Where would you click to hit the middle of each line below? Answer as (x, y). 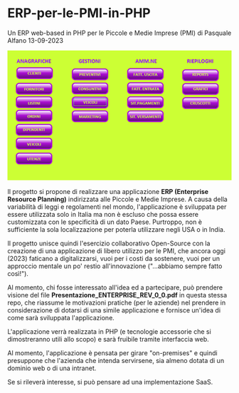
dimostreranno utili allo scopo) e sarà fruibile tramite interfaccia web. (108, 339)
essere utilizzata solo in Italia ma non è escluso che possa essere (103, 214)
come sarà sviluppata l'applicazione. (61, 317)
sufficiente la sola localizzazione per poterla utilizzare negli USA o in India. (116, 229)
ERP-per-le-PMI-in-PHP (79, 13)
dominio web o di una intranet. (52, 368)
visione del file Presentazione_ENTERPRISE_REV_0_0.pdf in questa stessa (117, 295)
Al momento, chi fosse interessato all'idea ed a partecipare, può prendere (115, 287)
